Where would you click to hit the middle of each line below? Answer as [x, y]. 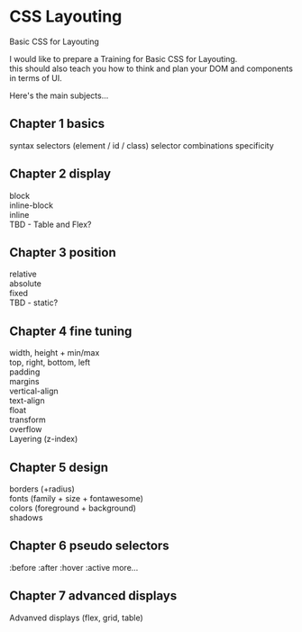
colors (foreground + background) [73, 508]
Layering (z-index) [44, 439]
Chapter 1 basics [57, 124]
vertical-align [34, 391]
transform [28, 420]
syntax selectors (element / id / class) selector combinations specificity [142, 145]
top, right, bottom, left [50, 363]
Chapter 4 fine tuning [71, 331]
